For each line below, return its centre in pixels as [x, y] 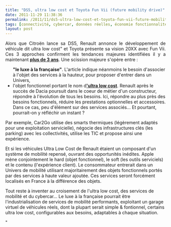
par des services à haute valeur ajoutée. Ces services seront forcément [80, 176]
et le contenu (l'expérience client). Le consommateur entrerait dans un [79, 165]
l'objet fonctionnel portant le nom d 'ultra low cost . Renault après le [83, 86]
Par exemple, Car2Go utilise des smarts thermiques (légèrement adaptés [81, 123]
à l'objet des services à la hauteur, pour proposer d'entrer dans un [82, 75]
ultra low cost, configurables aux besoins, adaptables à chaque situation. [82, 213]
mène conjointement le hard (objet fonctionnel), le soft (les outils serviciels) [84, 160]
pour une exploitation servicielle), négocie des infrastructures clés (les [79, 128]
